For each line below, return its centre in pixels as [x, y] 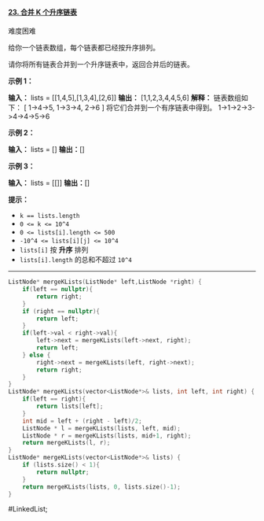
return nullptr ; [63, 472]
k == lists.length [49, 216]
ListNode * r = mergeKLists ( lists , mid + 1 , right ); [107, 436]
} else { [37, 355]
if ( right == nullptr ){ [61, 311]
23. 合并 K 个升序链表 [42, 12]
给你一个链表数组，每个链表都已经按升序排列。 [84, 48]
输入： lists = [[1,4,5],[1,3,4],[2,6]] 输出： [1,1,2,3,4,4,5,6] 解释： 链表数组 [125, 98]
